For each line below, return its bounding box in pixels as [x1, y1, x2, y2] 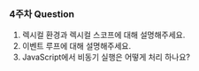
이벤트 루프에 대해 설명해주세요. [21, 41, 131, 51]
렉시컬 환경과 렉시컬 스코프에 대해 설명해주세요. [21, 29, 186, 41]
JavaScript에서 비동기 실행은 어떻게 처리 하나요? [21, 51, 190, 63]
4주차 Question [9, 7, 75, 20]
